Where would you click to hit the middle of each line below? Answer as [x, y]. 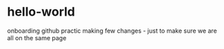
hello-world [41, 12]
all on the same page [37, 37]
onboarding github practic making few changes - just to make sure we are [112, 31]
